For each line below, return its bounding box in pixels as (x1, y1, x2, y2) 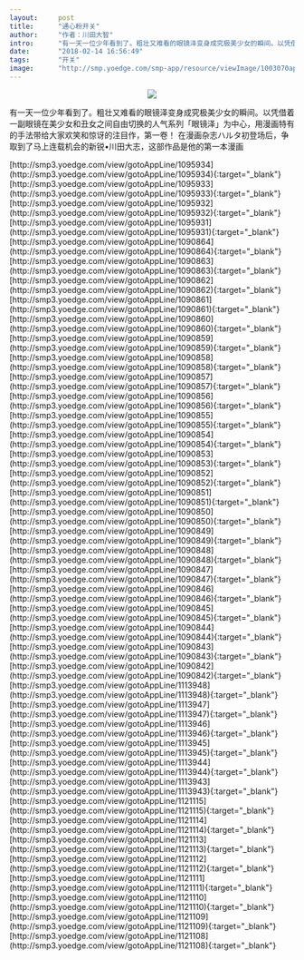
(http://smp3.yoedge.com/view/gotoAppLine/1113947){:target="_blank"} (9, 709, 278, 720)
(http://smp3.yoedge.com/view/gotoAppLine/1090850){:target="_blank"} (9, 515, 282, 526)
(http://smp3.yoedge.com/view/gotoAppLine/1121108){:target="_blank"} (9, 940, 277, 951)
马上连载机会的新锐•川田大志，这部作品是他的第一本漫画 (33, 141, 244, 152)
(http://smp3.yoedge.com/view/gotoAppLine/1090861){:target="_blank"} (9, 303, 280, 314)
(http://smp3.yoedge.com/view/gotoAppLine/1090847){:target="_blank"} (9, 573, 282, 584)
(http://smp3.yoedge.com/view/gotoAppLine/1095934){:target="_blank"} (9, 169, 282, 180)
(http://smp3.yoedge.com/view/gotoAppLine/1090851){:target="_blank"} (9, 496, 280, 507)
